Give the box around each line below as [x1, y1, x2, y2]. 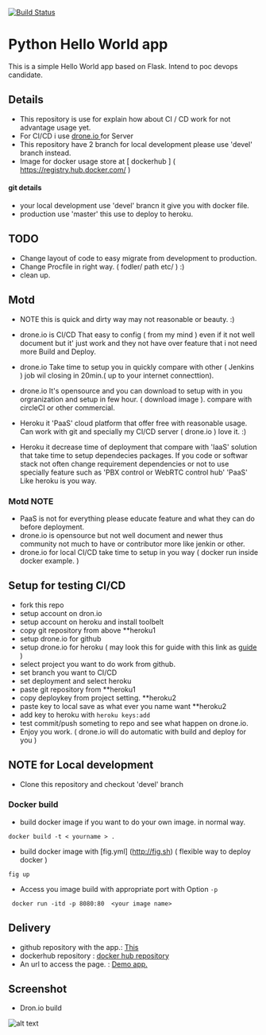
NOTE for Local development [8, 758, 154, 772]
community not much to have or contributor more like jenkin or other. [19, 539, 245, 549]
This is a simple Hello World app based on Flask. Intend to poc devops [8, 61, 238, 71]
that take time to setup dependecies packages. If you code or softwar [19, 450, 249, 460]
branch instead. [19, 148, 71, 157]
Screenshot [8, 983, 67, 995]
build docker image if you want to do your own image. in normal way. [19, 817, 246, 827]
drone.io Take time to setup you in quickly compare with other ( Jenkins [19, 362, 255, 371]
